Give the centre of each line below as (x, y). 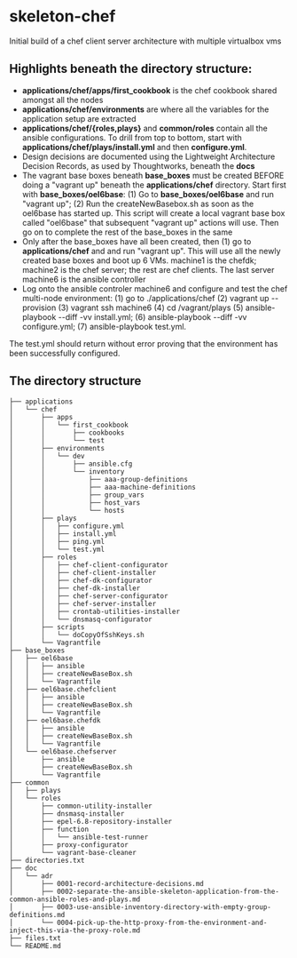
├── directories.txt (47, 860)
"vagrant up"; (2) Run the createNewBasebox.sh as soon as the (138, 204)
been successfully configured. (65, 353)
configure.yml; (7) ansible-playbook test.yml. (104, 326)
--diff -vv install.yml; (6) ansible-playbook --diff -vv (152, 316)
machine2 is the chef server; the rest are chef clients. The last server (148, 269)
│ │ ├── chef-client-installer (83, 572)
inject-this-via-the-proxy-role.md (75, 930)
